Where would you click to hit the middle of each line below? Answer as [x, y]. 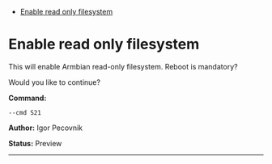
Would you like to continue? [55, 82]
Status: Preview [35, 143]
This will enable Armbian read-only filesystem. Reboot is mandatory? [123, 66]
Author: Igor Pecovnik [46, 128]
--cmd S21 [25, 112]
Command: [28, 98]
